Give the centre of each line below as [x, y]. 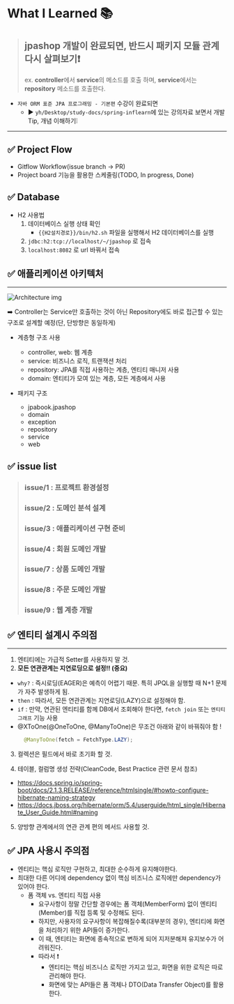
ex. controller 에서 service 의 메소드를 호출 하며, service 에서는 [110, 80]
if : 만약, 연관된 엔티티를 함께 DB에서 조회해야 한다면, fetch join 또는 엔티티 [121, 709]
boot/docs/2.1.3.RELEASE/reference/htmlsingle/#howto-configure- [113, 790]
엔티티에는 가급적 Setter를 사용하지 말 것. [73, 660]
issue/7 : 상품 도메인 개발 [65, 569]
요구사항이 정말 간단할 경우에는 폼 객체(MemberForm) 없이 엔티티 [127, 904]
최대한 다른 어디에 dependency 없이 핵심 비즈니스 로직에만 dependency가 [119, 877]
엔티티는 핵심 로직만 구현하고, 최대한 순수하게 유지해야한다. [97, 869]
